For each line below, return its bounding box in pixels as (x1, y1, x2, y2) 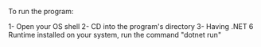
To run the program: (8, 7, 74, 16)
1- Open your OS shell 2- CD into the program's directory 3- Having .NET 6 (8, 22, 254, 31)
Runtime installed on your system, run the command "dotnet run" (8, 31, 221, 39)
